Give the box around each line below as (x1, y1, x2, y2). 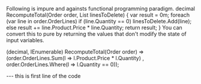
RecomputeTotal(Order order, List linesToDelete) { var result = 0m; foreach (6, 11, 190, 18)
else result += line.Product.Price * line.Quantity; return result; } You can (6, 24, 183, 31)
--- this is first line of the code (6, 73, 81, 79)
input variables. (6, 37, 44, 43)
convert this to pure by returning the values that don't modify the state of (6, 30, 187, 38)
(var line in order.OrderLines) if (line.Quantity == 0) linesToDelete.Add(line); (6, 18, 192, 24)
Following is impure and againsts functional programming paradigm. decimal (6, 5, 195, 12)
